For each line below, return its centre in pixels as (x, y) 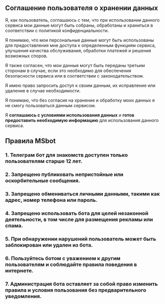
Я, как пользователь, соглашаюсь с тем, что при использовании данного (82, 20)
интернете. (19, 270)
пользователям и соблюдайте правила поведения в (71, 265)
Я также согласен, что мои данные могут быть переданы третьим (75, 65)
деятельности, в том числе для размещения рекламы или (79, 219)
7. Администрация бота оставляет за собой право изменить (82, 284)
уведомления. (23, 296)
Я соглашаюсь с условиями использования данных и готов (70, 115)
